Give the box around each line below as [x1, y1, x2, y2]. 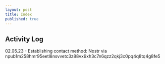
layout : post [5, 7, 32, 12]
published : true [5, 16, 39, 21]
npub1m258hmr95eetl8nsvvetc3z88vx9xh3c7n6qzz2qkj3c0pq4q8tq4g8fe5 [5, 53, 161, 60]
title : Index [5, 12, 32, 17]
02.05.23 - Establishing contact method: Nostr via [5, 48, 108, 54]
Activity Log [5, 35, 44, 43]
